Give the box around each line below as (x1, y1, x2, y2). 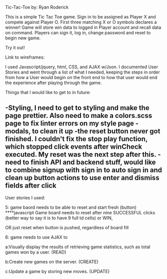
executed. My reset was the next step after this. (5, 150, 157, 159)
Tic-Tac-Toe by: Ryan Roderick (5, 4, 69, 10)
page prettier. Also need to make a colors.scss (5, 111, 153, 120)
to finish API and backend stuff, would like (22, 158, 156, 167)
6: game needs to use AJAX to (5, 234, 68, 240)
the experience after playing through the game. (5, 80, 102, 86)
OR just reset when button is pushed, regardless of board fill (5, 224, 129, 230)
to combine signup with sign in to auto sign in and (5, 166, 163, 175)
